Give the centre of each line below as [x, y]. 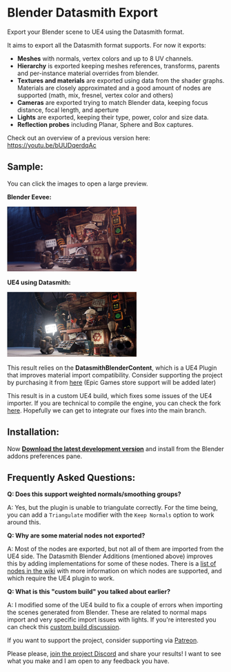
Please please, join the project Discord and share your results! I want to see [114, 654]
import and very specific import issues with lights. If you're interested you [112, 620]
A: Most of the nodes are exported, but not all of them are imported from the [115, 549]
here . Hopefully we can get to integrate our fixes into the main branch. [107, 410]
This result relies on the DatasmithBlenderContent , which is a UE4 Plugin [112, 368]
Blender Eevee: [29, 197]
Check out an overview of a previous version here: [79, 138]
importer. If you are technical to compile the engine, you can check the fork [114, 403]
